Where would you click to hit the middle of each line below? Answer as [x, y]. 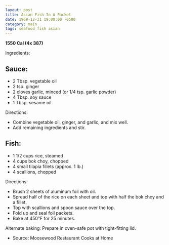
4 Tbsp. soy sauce [32, 97]
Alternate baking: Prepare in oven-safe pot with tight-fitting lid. [71, 228]
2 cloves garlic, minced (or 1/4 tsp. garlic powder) [64, 92]
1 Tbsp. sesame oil [32, 102]
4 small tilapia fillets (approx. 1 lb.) [48, 166]
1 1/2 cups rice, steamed [38, 155]
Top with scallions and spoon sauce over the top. [64, 208]
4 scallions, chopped [34, 172]
